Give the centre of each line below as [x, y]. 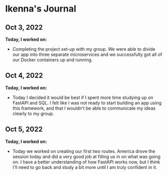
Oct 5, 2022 [24, 129]
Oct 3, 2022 [24, 27]
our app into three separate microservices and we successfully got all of [87, 54]
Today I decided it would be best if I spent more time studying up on [83, 97]
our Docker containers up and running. [52, 60]
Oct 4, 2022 [24, 76]
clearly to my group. [33, 113]
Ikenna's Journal [41, 9]
